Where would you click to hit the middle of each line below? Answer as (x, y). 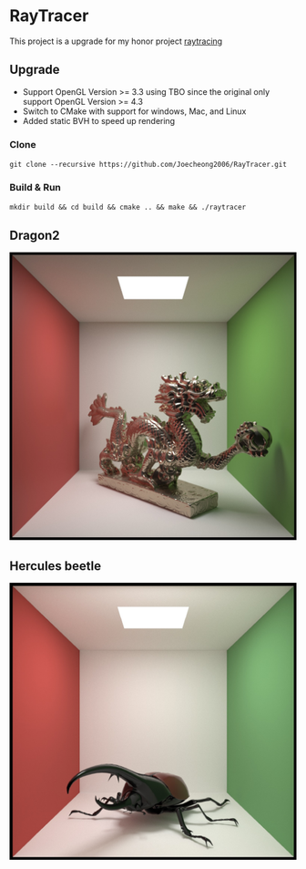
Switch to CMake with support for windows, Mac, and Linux (134, 111)
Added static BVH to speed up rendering (99, 120)
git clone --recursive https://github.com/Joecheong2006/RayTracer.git (148, 165)
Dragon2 (35, 235)
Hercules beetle (56, 566)
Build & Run (36, 187)
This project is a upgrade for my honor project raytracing (116, 41)
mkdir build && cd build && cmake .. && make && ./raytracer (128, 207)
